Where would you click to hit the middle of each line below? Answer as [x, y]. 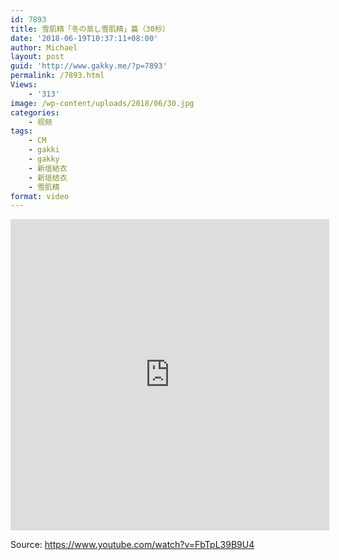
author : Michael [44, 47]
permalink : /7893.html [57, 76]
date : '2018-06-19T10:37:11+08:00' [84, 38]
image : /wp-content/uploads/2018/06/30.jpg [102, 103]
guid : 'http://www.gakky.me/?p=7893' [89, 66]
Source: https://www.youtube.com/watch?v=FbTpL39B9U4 [132, 545]
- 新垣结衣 [48, 177]
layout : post [37, 57]
